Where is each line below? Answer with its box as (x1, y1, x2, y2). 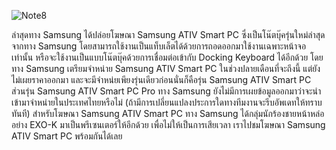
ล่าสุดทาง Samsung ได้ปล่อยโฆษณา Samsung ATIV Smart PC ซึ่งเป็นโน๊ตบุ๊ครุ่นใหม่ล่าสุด (11, 29, 326, 40)
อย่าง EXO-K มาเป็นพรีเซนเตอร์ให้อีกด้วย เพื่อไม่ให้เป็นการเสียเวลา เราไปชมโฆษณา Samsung (11, 119, 326, 130)
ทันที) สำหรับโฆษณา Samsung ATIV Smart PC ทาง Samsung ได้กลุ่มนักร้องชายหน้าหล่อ (11, 108, 325, 119)
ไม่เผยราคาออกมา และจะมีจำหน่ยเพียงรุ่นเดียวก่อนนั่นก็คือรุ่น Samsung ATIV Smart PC (11, 74, 312, 85)
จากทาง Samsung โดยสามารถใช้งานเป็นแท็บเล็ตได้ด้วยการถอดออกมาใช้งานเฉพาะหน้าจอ (11, 40, 307, 52)
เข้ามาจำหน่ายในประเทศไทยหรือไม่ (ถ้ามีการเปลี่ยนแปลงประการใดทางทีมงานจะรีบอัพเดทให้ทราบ (11, 96, 323, 108)
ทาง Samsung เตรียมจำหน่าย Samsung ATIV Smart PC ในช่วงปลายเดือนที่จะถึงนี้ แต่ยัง (11, 63, 321, 74)
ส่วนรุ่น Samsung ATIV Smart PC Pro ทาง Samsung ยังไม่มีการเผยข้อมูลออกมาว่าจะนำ (11, 85, 322, 97)
